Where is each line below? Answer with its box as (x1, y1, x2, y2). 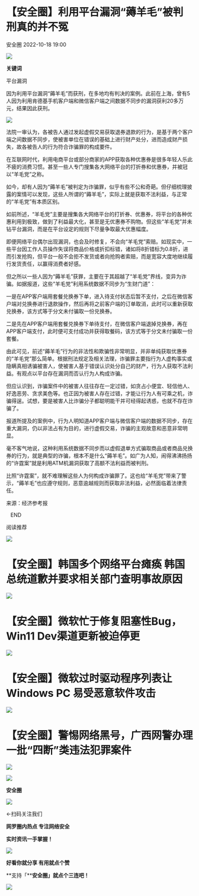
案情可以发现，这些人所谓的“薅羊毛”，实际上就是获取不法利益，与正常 (16, 190, 188, 197)
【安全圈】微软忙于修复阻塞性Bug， (6, 615, 182, 628)
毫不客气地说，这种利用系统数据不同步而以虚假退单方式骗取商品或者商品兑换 (6, 444, 193, 452)
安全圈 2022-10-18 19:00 (6, 41, 67, 48)
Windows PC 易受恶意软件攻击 (6, 687, 156, 700)
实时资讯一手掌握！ (6, 835, 53, 842)
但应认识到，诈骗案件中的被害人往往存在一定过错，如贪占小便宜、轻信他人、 (6, 382, 193, 389)
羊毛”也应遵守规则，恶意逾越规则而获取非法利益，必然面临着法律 (24, 479, 182, 487)
